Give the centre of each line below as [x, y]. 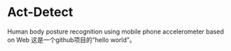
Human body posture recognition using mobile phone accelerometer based [115, 31]
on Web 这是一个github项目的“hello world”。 [71, 40]
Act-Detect [40, 12]
